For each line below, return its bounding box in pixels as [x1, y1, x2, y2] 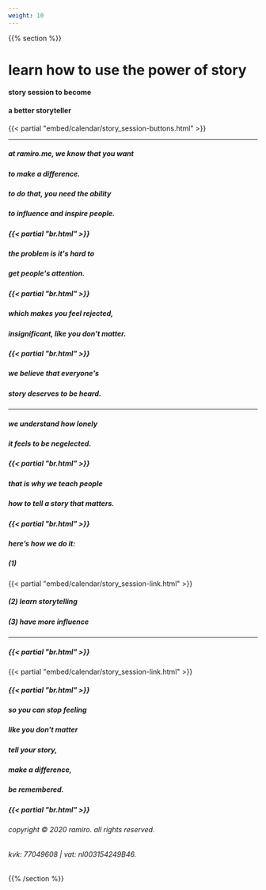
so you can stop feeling [8, 705, 87, 714]
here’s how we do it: [8, 538, 76, 548]
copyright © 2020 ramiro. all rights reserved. [8, 825, 155, 835]
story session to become [8, 88, 92, 97]
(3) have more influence [8, 617, 89, 626]
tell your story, [8, 745, 58, 755]
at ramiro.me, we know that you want [8, 149, 135, 158]
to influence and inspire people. [8, 209, 116, 219]
